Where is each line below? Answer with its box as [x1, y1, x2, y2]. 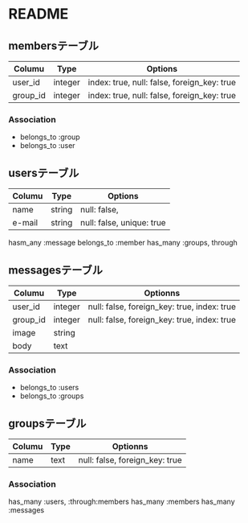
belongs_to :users [19, 383, 79, 393]
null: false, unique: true [79, 217, 166, 229]
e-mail [12, 217, 39, 229]
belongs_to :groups [19, 391, 84, 401]
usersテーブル [8, 166, 79, 179]
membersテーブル [8, 39, 99, 52]
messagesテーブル [8, 263, 103, 277]
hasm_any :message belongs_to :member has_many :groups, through [8, 238, 238, 248]
